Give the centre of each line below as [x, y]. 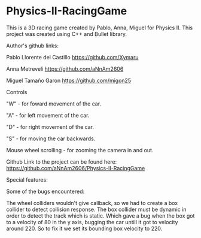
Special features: [27, 180]
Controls [17, 92]
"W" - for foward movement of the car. [54, 104]
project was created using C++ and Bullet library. [67, 34]
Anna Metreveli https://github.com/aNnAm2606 [65, 69]
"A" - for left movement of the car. [48, 115]
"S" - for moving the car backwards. [51, 138]
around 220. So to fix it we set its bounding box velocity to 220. [84, 228]
